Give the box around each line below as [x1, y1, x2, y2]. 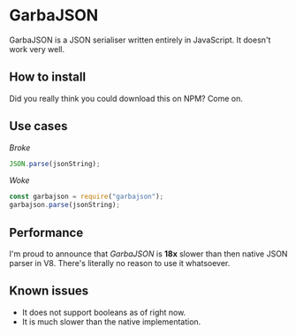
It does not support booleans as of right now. [21, 307, 186, 317]
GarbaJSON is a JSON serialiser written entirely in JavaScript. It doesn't [9, 34, 271, 45]
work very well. [9, 43, 65, 54]
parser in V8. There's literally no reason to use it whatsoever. [9, 258, 231, 268]
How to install [9, 70, 87, 85]
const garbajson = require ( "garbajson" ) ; [9, 192, 164, 202]
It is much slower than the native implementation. [21, 316, 201, 327]
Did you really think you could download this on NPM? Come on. [9, 93, 243, 103]
